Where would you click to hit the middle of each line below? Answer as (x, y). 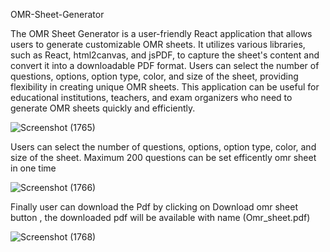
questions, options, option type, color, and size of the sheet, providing (154, 76)
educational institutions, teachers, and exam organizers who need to (151, 97)
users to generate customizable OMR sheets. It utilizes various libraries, (158, 44)
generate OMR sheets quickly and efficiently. (103, 108)
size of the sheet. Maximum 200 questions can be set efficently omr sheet (163, 157)
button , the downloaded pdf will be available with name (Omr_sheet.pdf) (160, 217)
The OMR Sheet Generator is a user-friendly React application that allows (161, 33)
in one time (33, 168)
